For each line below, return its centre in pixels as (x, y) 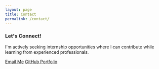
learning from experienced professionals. (47, 52)
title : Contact (21, 14)
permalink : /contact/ (27, 19)
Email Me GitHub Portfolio (31, 62)
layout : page (19, 10)
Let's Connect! (23, 36)
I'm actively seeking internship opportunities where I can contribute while (80, 47)
